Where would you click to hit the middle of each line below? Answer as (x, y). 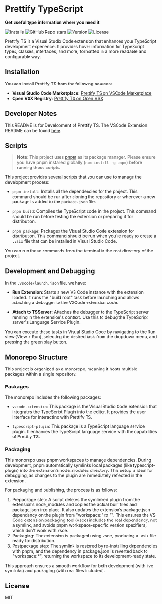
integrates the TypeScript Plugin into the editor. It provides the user (79, 412)
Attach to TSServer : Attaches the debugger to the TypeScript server (81, 312)
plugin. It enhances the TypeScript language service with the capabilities (84, 432)
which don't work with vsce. (40, 530)
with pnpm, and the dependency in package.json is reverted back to (80, 551)
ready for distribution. (34, 540)
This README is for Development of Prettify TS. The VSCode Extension (76, 125)
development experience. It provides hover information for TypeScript (74, 46)
